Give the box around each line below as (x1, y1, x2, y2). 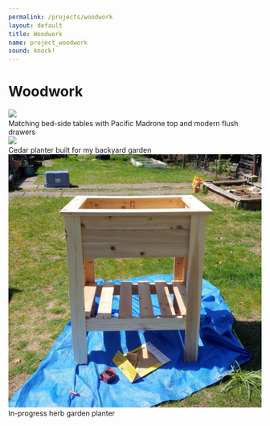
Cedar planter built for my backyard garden (8, 145, 152, 155)
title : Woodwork (8, 30, 63, 38)
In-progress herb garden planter (8, 408, 115, 418)
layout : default (8, 21, 63, 30)
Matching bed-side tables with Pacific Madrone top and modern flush (8, 119, 239, 129)
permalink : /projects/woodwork (8, 13, 113, 21)
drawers (8, 127, 36, 137)
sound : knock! (8, 47, 56, 55)
